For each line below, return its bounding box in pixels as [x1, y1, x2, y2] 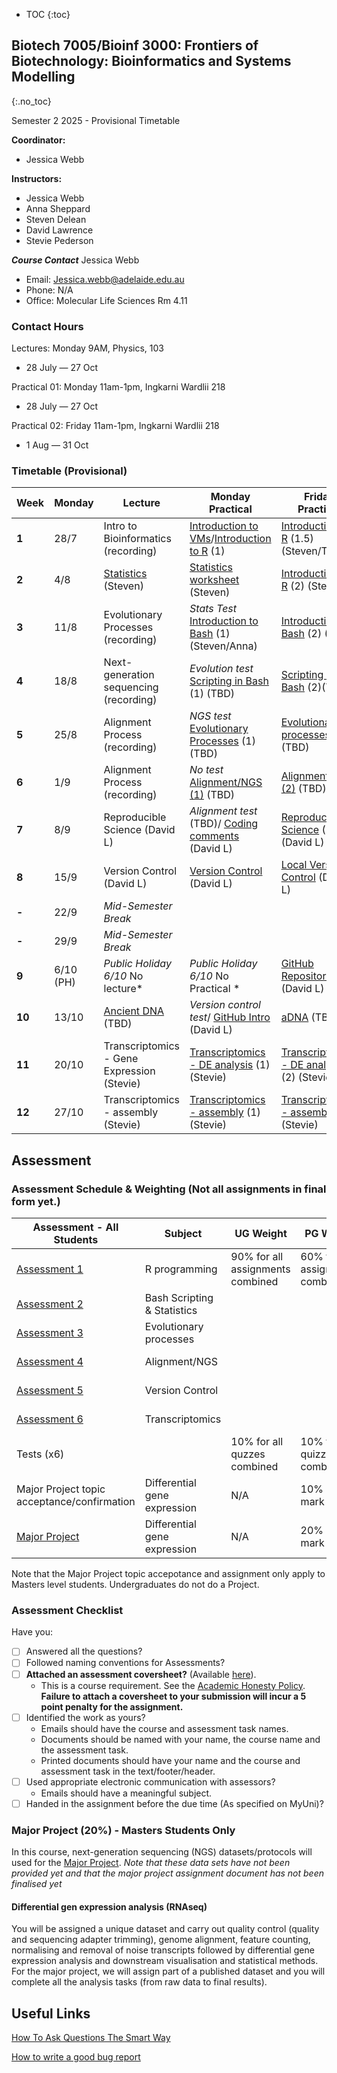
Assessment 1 [16, 1262, 84, 1276]
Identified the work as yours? [25, 1711, 146, 1723]
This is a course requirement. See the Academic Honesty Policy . [40, 1679, 306, 1691]
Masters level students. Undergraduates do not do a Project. [11, 1579, 260, 1591]
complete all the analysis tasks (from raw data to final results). [11, 1976, 268, 1988]
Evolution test [189, 662, 254, 676]
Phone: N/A [25, 284, 74, 296]
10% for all [230, 1435, 284, 1449]
